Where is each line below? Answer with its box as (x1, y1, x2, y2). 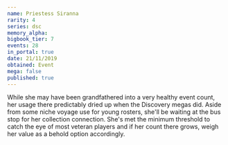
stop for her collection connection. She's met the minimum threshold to (7, 115, 210, 124)
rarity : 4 (7, 17, 36, 23)
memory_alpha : (7, 29, 49, 37)
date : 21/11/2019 (7, 55, 58, 62)
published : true (7, 74, 54, 81)
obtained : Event (7, 61, 54, 68)
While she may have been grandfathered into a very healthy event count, (7, 93, 216, 101)
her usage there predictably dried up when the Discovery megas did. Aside (7, 101, 222, 109)
